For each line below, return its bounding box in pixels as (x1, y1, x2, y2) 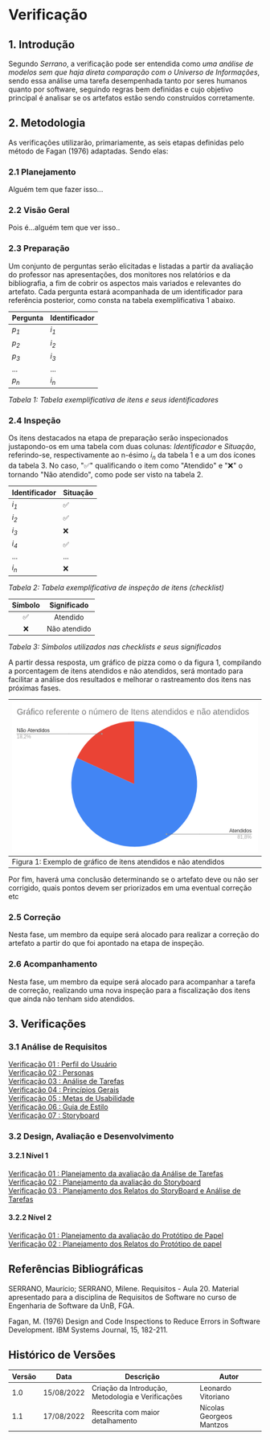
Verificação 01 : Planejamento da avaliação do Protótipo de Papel (8, 1230, 223, 1240)
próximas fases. (8, 683, 61, 693)
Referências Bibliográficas (8, 1262, 144, 1276)
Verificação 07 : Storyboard (8, 1111, 100, 1120)
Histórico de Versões (8, 1348, 117, 1361)
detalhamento (91, 1416, 138, 1426)
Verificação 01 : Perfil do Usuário (8, 1059, 117, 1070)
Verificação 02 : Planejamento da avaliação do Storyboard (8, 1177, 201, 1187)
